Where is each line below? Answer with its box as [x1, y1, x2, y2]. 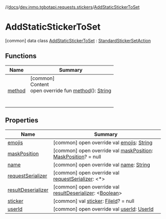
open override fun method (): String [30, 87, 112, 94]
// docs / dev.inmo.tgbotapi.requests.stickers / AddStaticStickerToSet [5, 4, 140, 10]
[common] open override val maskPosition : [53, 147, 153, 154]
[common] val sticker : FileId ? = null [53, 197, 134, 204]
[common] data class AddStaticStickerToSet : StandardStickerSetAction [5, 37, 151, 43]
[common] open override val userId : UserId [53, 205, 154, 212]
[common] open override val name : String [53, 161, 151, 168]
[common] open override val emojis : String [53, 139, 153, 146]
